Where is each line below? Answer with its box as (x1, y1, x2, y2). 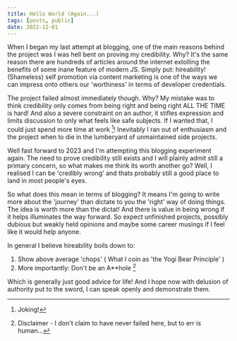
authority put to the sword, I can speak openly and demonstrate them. (7, 285, 211, 293)
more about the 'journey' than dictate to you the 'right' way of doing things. (7, 198, 226, 206)
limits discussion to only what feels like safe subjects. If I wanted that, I (7, 116, 213, 125)
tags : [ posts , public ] (7, 17, 74, 24)
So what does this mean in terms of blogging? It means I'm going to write (7, 190, 220, 198)
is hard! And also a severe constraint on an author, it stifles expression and (7, 109, 224, 117)
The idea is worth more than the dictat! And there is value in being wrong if (7, 205, 225, 214)
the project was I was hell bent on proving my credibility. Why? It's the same (7, 50, 229, 59)
